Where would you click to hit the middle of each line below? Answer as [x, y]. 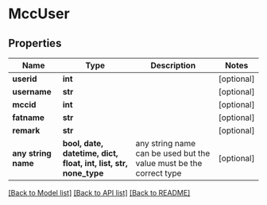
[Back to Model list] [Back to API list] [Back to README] [99, 193]
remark [26, 130]
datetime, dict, [90, 153]
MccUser [39, 14]
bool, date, [83, 143]
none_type [83, 173]
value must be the [169, 163]
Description [173, 66]
